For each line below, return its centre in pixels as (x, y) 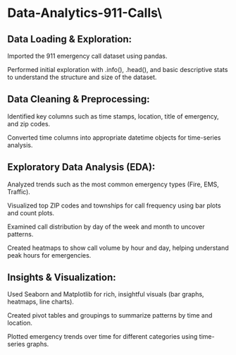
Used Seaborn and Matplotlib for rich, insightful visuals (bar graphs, (106, 294)
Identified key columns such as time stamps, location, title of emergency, (113, 116)
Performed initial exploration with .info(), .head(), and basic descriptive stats (118, 70)
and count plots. (31, 212)
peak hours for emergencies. (49, 255)
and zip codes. (29, 124)
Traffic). (19, 191)
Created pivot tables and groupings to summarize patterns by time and (110, 315)
